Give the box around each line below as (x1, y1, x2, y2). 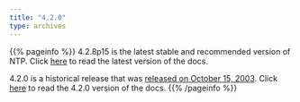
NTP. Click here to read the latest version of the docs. (9, 55, 209, 66)
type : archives (9, 21, 67, 30)
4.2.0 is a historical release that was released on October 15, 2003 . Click (9, 72, 277, 83)
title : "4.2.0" (9, 13, 67, 22)
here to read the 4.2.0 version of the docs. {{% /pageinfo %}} (9, 82, 238, 93)
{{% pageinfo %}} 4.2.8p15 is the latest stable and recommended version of (9, 46, 291, 56)
